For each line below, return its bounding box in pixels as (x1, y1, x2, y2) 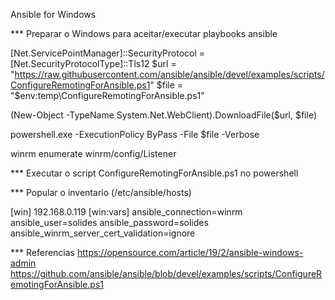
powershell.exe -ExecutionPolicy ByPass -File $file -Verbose (10, 129, 260, 140)
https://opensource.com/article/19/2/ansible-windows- (76, 247, 304, 258)
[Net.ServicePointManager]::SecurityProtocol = (10, 47, 206, 59)
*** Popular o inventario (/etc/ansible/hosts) (10, 187, 192, 198)
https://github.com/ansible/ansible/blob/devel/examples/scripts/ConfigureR (10, 268, 323, 279)
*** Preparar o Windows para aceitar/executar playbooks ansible (10, 28, 278, 39)
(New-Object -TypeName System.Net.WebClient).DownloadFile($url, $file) (10, 109, 318, 121)
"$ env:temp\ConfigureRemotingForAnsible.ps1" (10, 90, 205, 101)
